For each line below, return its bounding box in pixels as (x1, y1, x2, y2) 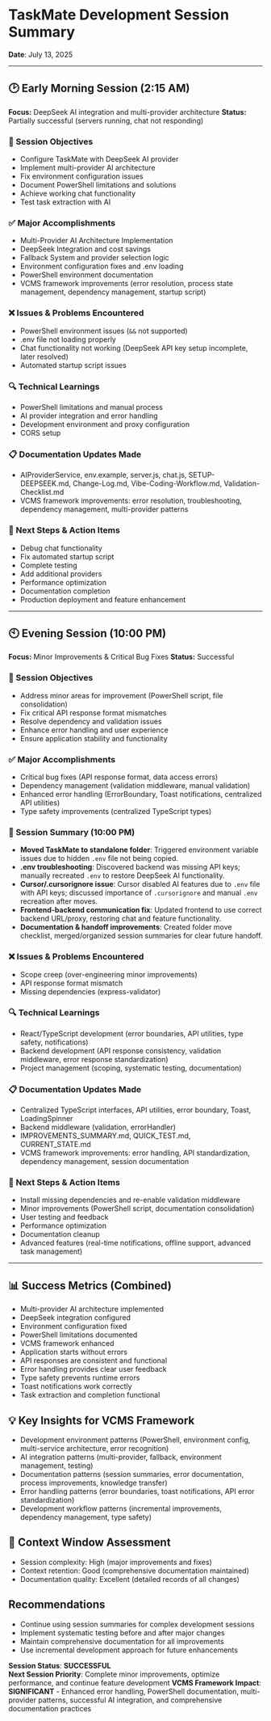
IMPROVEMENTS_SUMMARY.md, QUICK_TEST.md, (19, 1131, 191, 1141)
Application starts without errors (19, 1348, 127, 1357)
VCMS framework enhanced (19, 1339, 115, 1348)
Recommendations (8, 1598, 106, 1612)
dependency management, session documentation (19, 1157, 190, 1166)
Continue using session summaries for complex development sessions (19, 1619, 255, 1629)
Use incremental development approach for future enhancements (19, 1645, 238, 1655)
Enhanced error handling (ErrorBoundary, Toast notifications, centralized (19, 789, 262, 799)
